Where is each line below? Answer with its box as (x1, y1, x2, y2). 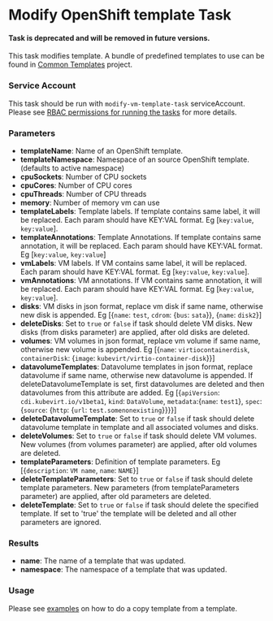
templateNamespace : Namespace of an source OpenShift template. (19, 154, 249, 164)
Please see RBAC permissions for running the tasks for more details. (8, 107, 237, 117)
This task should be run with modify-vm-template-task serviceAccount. (8, 98, 245, 108)
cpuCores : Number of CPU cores (19, 180, 132, 190)
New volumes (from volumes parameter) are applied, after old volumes (19, 439, 258, 449)
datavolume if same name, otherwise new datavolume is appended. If (19, 370, 253, 380)
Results (8, 537, 39, 549)
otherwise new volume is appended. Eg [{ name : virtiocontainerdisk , (19, 344, 250, 354)
